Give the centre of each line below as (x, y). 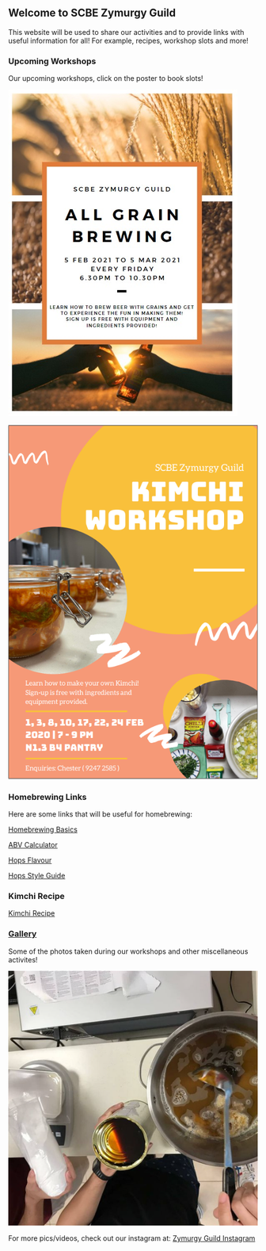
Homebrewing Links (47, 797)
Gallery (23, 934)
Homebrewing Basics (43, 829)
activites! (23, 959)
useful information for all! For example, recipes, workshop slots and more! (129, 40)
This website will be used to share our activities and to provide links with (126, 32)
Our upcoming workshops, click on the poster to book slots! (106, 78)
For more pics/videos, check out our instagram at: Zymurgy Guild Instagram (132, 1238)
